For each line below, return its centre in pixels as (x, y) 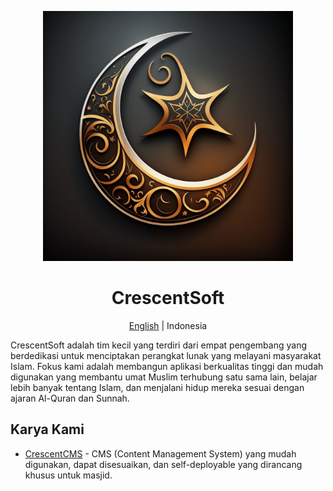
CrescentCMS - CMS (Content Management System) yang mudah (160, 453)
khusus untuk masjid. (68, 475)
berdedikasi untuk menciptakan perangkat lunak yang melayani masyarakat (166, 355)
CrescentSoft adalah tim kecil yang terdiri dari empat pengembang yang (158, 345)
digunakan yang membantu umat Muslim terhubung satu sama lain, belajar (164, 377)
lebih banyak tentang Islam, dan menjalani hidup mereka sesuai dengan (157, 387)
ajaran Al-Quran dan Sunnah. (70, 398)
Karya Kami (47, 429)
